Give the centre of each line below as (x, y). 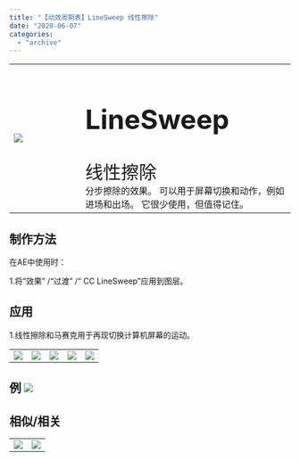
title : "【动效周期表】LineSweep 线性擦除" (84, 17)
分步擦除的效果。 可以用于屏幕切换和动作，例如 (185, 191)
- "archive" (40, 42)
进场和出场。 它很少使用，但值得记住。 (167, 204)
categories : (31, 34)
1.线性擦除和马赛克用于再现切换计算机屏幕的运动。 (102, 334)
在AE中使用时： (38, 262)
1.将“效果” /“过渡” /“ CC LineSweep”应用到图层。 (99, 281)
